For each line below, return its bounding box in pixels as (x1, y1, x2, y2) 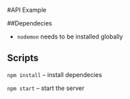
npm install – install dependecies (7, 70, 103, 78)
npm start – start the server (7, 84, 85, 92)
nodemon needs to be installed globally (16, 32, 123, 41)
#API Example (7, 6, 47, 14)
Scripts (7, 52, 39, 64)
